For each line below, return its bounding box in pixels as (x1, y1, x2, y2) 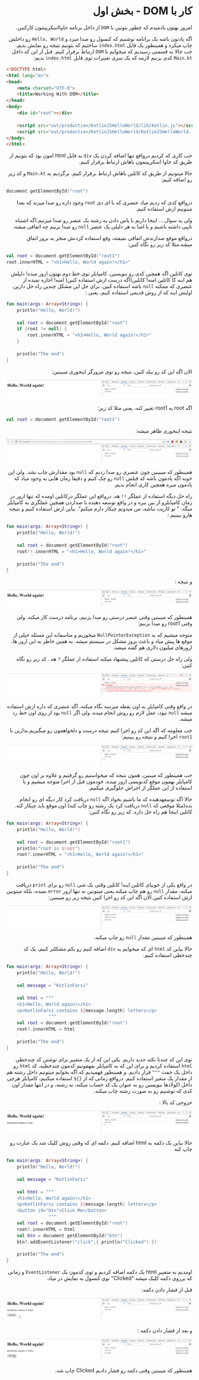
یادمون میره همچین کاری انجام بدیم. (113, 481, 193, 488)
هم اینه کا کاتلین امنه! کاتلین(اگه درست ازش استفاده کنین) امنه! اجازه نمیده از (22, 276, 193, 283)
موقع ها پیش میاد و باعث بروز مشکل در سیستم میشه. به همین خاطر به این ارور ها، (11, 637, 193, 644)
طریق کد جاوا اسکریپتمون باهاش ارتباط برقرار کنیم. (79, 158, 193, 165)
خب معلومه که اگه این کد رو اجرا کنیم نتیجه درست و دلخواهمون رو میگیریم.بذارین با (9, 727, 193, 734)
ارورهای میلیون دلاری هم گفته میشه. (113, 644, 193, 651)
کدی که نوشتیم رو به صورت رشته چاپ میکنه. (93, 1087, 193, 1094)
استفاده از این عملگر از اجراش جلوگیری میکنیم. (88, 784, 193, 791)
